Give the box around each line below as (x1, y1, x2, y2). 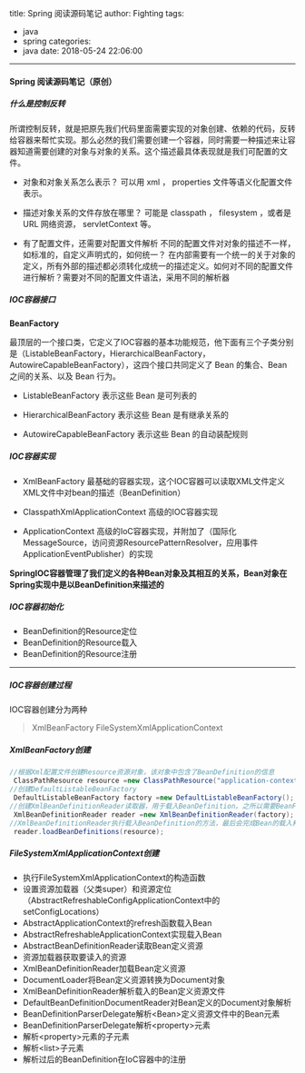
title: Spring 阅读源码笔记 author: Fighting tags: (9, 8, 184, 18)
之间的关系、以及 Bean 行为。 (9, 371, 121, 382)
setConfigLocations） (22, 907, 104, 918)
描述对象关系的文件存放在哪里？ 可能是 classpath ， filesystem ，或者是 (22, 207, 292, 218)
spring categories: (22, 35, 92, 46)
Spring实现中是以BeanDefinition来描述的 (9, 579, 165, 590)
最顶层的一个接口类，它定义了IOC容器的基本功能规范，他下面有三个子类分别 (9, 336, 294, 347)
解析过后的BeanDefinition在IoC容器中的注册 (22, 1054, 186, 1065)
